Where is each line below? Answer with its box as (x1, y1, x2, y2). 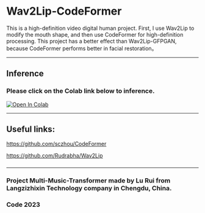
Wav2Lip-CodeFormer (6, 4, 122, 18)
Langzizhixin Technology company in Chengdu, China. (6, 184, 172, 193)
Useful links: (6, 124, 56, 135)
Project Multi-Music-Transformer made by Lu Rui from (6, 176, 171, 185)
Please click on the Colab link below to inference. (6, 87, 155, 95)
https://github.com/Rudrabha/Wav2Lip (6, 152, 103, 159)
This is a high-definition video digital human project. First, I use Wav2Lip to (6, 24, 195, 32)
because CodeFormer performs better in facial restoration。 (6, 45, 157, 52)
